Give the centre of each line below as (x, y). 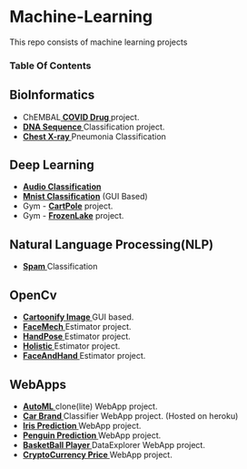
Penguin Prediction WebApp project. (92, 435)
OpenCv (33, 295)
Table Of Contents (50, 66)
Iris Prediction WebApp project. (82, 425)
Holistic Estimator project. (71, 346)
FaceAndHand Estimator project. (84, 356)
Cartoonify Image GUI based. (78, 317)
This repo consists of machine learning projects (99, 42)
